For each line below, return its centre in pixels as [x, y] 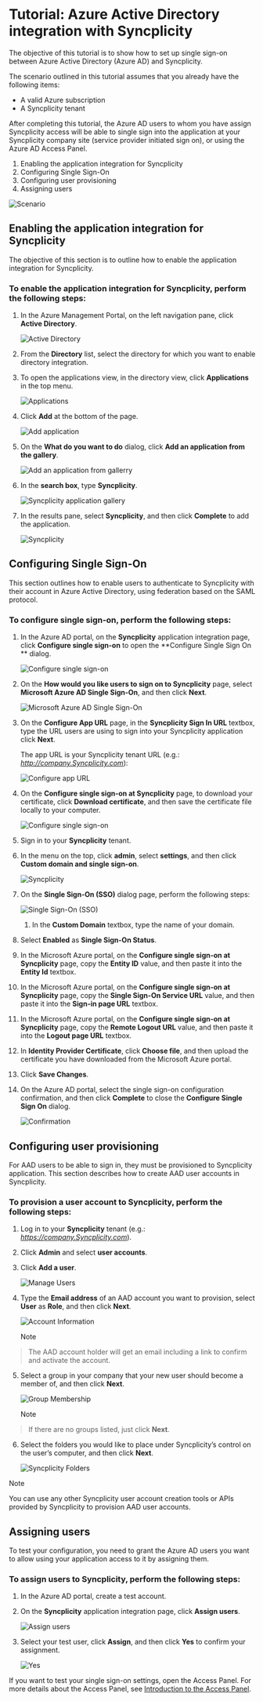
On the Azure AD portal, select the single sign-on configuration [122, 1090]
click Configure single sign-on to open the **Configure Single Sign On [136, 646]
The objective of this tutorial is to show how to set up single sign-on [118, 53]
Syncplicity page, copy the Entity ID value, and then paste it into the [131, 963]
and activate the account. [69, 1360]
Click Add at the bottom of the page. [79, 417]
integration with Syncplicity [101, 31]
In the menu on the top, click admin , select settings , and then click [128, 856]
